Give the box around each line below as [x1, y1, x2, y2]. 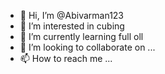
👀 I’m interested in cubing [19, 20, 125, 32]
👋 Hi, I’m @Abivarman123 [19, 10, 125, 21]
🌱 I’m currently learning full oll [19, 31, 144, 42]
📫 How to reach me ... [19, 53, 113, 64]
